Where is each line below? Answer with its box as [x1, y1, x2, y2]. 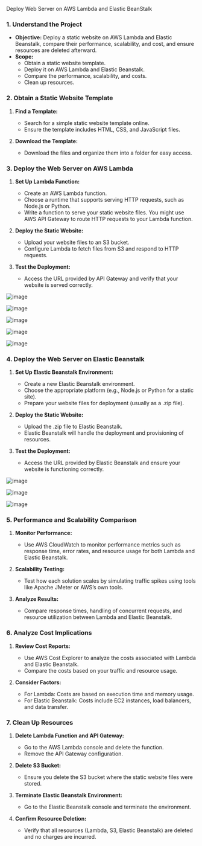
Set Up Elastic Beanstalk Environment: [14, 368, 113, 376]
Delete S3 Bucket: [14, 762, 62, 769]
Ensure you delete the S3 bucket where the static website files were [24, 774, 193, 781]
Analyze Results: [14, 595, 59, 603]
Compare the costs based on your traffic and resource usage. [24, 667, 178, 674]
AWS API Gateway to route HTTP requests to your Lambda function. [24, 215, 193, 222]
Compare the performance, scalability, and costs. [24, 72, 147, 80]
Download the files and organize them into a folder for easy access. [24, 149, 192, 156]
